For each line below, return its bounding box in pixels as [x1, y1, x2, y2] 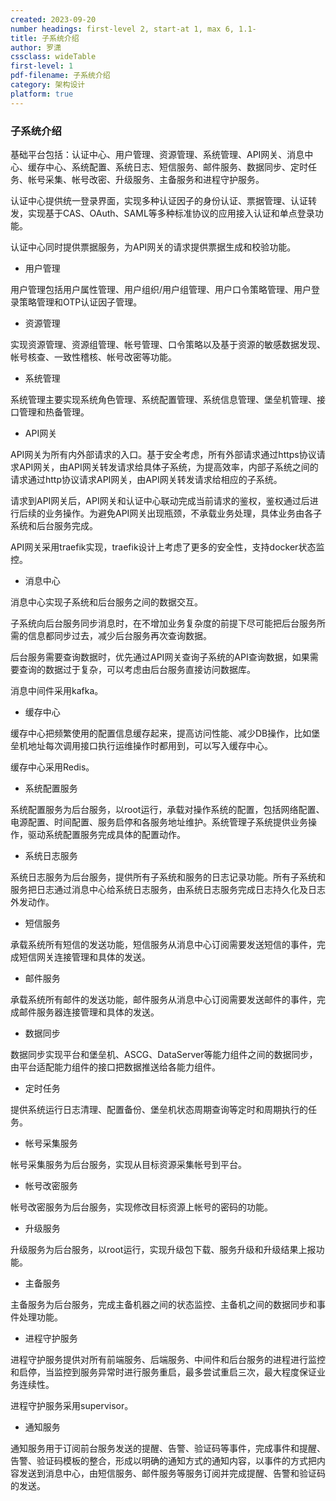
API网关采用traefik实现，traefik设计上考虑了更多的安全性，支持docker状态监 [10, 541, 325, 553]
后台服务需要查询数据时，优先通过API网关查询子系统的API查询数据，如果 [10, 651, 310, 663]
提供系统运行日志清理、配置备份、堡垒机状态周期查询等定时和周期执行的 [10, 1103, 308, 1115]
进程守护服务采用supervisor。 [10, 1399, 134, 1411]
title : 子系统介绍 [10, 33, 80, 43]
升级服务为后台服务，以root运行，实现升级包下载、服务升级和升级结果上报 [10, 1243, 317, 1255]
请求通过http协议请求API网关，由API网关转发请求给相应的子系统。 [10, 473, 283, 485]
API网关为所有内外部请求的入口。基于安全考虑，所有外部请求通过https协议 [10, 448, 317, 460]
